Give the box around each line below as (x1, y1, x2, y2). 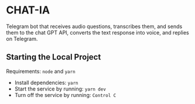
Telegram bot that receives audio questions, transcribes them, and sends (6, 23, 183, 30)
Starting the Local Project (6, 52, 101, 62)
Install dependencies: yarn (14, 79, 78, 86)
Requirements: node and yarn (6, 68, 76, 75)
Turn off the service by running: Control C (14, 91, 117, 98)
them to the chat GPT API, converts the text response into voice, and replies (6, 29, 189, 36)
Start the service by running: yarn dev (14, 85, 107, 92)
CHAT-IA (6, 4, 50, 17)
